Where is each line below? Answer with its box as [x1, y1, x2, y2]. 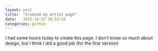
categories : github [5, 21, 46, 26]
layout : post [5, 7, 32, 12]
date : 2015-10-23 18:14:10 [5, 16, 66, 21]
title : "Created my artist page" [5, 12, 77, 17]
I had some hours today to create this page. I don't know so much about [5, 35, 153, 41]
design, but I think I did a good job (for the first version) [5, 40, 119, 46]
